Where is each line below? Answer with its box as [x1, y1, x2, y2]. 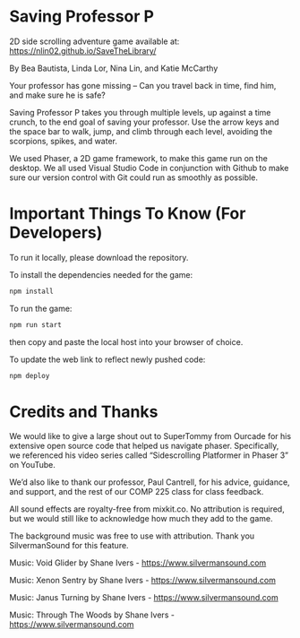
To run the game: [9, 303, 73, 314]
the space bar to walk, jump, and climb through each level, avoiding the [9, 125, 273, 136]
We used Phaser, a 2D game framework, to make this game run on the [9, 152, 269, 163]
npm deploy [9, 371, 50, 380]
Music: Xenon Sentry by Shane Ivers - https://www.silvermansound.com [9, 575, 276, 586]
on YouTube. [9, 460, 56, 470]
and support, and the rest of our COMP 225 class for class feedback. [9, 487, 264, 497]
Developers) [9, 222, 103, 243]
